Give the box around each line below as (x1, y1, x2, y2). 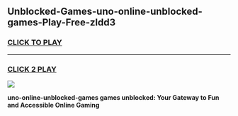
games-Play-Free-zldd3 (7, 17, 116, 29)
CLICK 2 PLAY (7, 64, 57, 74)
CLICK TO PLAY (7, 38, 62, 48)
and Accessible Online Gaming (7, 101, 100, 109)
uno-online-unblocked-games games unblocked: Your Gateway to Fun (7, 93, 220, 101)
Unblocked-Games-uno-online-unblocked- (7, 6, 203, 18)
